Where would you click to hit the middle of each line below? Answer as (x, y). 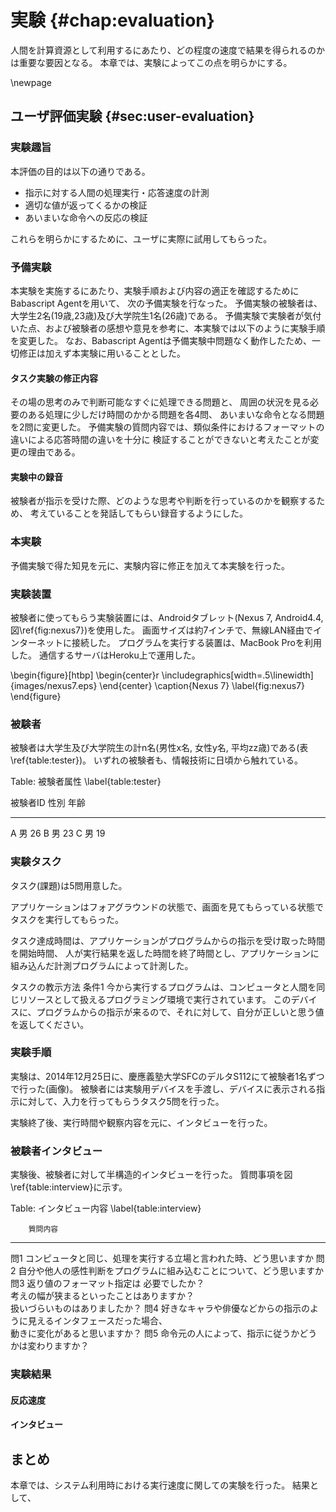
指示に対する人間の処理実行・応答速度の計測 (117, 192)
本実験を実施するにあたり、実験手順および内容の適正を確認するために (155, 290)
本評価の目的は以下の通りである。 (80, 171)
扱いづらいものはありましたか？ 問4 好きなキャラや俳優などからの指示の (160, 1308)
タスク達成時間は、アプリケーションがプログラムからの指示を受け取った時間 (168, 940)
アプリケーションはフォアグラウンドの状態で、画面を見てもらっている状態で (167, 907)
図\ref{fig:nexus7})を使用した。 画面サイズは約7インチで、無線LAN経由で (162, 630)
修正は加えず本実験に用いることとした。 (102, 353)
